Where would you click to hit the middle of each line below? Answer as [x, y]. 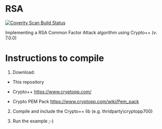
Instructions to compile [55, 58]
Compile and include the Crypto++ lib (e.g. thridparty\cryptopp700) [83, 111]
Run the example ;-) [33, 121]
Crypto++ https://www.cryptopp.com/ [52, 92]
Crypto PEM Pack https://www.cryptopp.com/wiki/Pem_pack [76, 101]
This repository [28, 82]
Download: [24, 72]
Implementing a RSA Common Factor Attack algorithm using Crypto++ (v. [81, 32]
